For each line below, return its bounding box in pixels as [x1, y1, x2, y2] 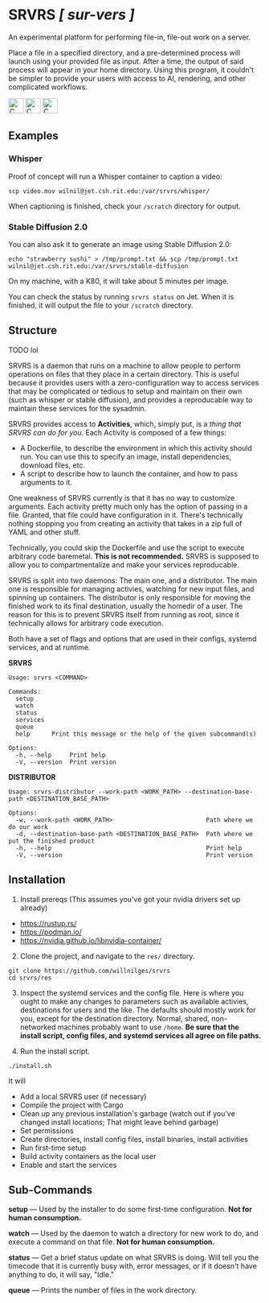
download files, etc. [19, 460, 86, 470]
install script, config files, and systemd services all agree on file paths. [19, 1030, 262, 1040]
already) [19, 903, 48, 913]
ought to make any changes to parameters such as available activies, [19, 996, 249, 1006]
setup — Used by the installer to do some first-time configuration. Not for [8, 1205, 253, 1214]
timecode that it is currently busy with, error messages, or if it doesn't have [8, 1261, 257, 1271]
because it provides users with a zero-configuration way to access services [8, 377, 259, 387]
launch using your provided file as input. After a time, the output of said [8, 56, 244, 66]
